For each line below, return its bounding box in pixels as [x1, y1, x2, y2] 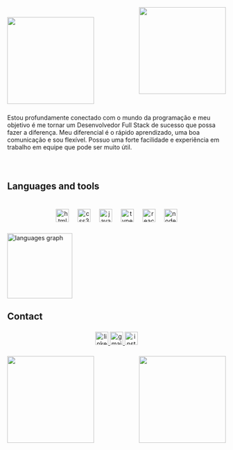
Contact [7, 310, 43, 322]
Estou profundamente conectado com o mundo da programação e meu [7, 113, 211, 122]
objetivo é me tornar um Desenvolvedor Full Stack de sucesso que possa [7, 121, 216, 129]
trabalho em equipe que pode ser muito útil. [7, 142, 132, 151]
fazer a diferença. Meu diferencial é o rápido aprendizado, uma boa [7, 128, 200, 136]
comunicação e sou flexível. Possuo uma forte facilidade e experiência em [7, 135, 220, 144]
